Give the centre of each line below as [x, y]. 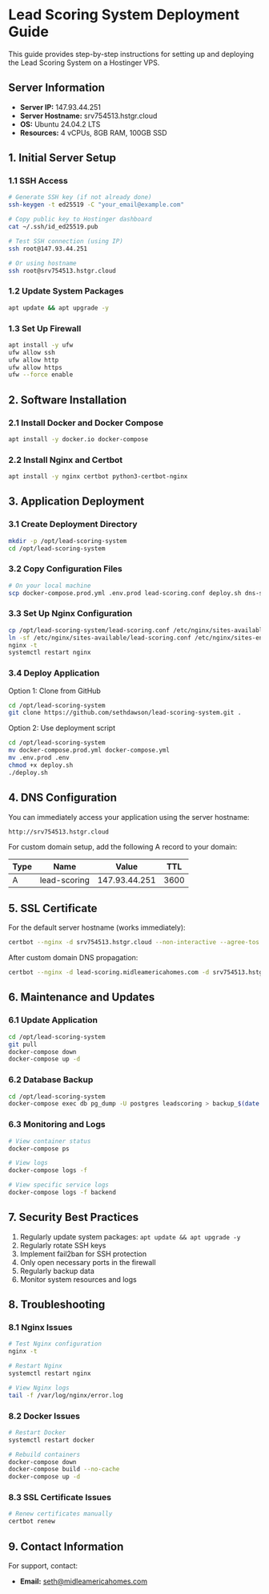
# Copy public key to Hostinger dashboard [80, 219]
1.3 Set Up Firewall [45, 328]
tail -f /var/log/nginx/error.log [66, 1395]
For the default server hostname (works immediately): [97, 927]
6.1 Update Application [53, 1020]
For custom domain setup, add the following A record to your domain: [123, 846]
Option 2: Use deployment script [62, 728]
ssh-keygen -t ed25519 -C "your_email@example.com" [96, 205]
